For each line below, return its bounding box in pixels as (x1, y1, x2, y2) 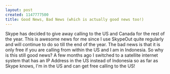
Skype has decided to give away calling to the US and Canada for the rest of (5, 31, 165, 37)
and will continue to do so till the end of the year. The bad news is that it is (5, 42, 161, 48)
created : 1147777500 (5, 12, 49, 17)
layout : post (5, 7, 33, 13)
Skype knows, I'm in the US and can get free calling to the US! (5, 63, 135, 69)
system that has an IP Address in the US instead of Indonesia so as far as (5, 58, 158, 64)
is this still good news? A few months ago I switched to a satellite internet (5, 52, 158, 58)
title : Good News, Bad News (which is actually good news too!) (5, 17, 144, 22)
